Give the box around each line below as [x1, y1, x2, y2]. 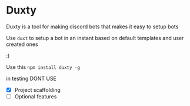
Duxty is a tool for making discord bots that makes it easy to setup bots [6, 23, 179, 30]
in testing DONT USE [6, 75, 57, 82]
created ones [6, 41, 38, 48]
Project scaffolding [14, 86, 61, 93]
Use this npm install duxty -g [6, 63, 81, 71]
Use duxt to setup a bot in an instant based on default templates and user [6, 34, 184, 41]
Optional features [14, 93, 57, 100]
